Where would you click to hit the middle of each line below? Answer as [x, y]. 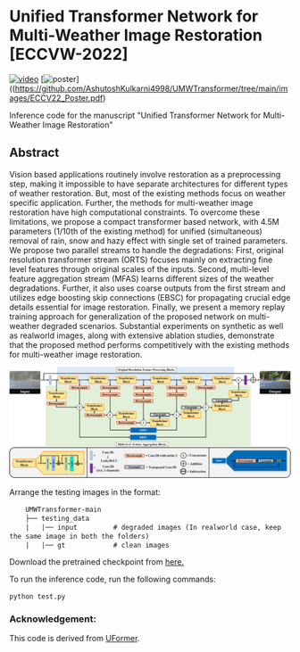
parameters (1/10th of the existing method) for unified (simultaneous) [136, 231]
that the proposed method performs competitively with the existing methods [150, 344]
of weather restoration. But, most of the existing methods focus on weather [147, 193]
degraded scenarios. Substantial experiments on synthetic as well [162, 326]
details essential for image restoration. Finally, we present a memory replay [147, 307]
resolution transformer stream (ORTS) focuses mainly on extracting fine [141, 260]
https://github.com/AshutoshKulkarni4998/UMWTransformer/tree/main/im [151, 88]
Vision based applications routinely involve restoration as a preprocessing [145, 174]
